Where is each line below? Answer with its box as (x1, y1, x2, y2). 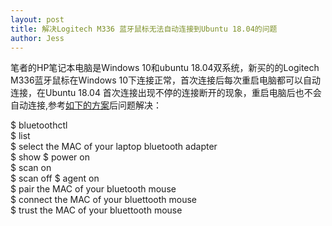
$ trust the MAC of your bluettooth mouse (10, 204, 183, 216)
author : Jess (10, 33, 65, 43)
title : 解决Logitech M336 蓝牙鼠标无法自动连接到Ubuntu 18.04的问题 (10, 24, 278, 34)
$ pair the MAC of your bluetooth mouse (10, 183, 177, 195)
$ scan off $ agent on (10, 172, 100, 185)
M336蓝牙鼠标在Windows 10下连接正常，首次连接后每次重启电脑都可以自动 (10, 74, 322, 86)
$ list (10, 130, 31, 142)
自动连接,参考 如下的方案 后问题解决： (10, 99, 163, 111)
